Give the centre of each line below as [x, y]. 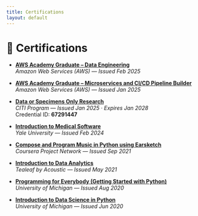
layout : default [27, 18]
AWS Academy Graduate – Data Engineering [72, 65]
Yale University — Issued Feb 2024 [60, 133]
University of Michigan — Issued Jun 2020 [69, 206]
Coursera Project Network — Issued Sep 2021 [73, 151]
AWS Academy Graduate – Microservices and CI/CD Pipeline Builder [103, 83]
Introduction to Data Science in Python [65, 200]
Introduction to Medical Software [58, 127]
